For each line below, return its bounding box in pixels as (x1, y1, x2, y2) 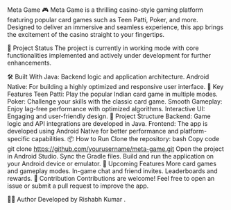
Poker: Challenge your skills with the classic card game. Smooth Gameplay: (7, 97, 223, 106)
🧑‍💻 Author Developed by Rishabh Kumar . (7, 195, 126, 203)
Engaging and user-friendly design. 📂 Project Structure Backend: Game (7, 112, 211, 120)
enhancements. (7, 58, 52, 67)
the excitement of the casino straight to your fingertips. (7, 31, 165, 38)
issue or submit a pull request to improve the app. (7, 181, 149, 190)
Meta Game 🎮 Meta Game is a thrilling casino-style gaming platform (7, 6, 203, 14)
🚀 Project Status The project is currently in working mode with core (7, 44, 199, 52)
